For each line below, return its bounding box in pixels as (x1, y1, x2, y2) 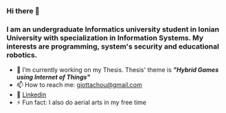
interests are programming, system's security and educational (6, 41, 219, 51)
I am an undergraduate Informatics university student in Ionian (6, 24, 220, 34)
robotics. (6, 50, 38, 60)
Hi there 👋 (6, 6, 41, 16)
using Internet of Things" (16, 73, 91, 81)
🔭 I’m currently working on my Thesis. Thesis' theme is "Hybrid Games (16, 66, 219, 74)
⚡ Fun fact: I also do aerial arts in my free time (16, 99, 147, 107)
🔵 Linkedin (16, 90, 47, 99)
